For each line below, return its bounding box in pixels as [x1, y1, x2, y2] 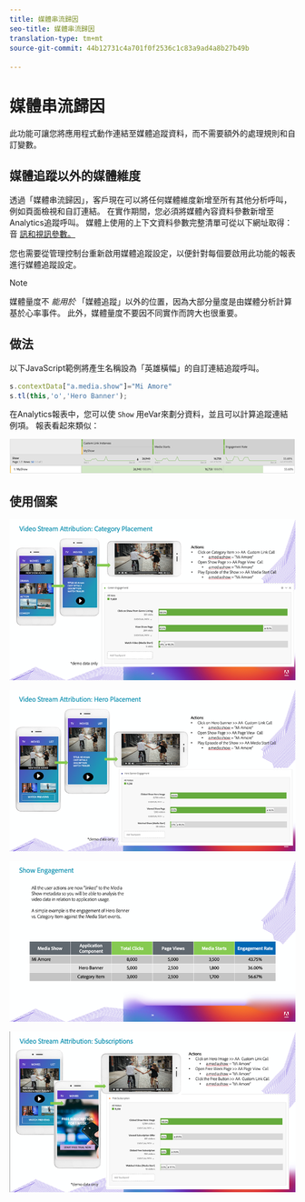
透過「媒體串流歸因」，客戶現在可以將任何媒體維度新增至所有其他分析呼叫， [9, 194, 292, 205]
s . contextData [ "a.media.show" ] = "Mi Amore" [9, 382, 172, 391]
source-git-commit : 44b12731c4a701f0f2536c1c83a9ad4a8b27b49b [9, 44, 250, 53]
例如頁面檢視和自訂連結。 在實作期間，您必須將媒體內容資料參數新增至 [9, 205, 274, 216]
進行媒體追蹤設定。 [9, 259, 82, 270]
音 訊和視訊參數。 [9, 228, 75, 239]
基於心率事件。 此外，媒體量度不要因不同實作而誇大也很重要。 [9, 307, 242, 318]
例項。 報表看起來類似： [9, 420, 100, 431]
